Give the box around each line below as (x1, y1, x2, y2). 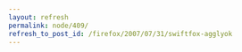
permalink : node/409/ (8, 21, 89, 30)
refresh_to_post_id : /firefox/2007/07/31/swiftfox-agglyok (8, 29, 233, 38)
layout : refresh (8, 12, 69, 22)
